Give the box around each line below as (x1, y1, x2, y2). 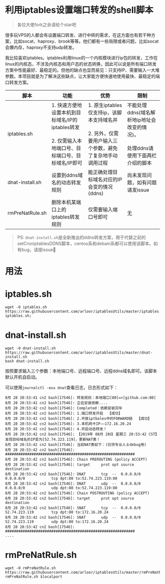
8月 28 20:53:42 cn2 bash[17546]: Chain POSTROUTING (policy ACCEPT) (5, 491, 150, 496)
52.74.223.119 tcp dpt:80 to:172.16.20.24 (5, 510, 109, 515)
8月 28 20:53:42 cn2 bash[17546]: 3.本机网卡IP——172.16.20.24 (5, 421, 132, 426)
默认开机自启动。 (5, 374, 40, 380)
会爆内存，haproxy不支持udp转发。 (5, 44, 77, 50)
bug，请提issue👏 (21, 247, 56, 252)
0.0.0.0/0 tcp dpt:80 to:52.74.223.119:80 (5, 476, 118, 481)
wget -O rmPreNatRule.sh (5, 565, 56, 570)
